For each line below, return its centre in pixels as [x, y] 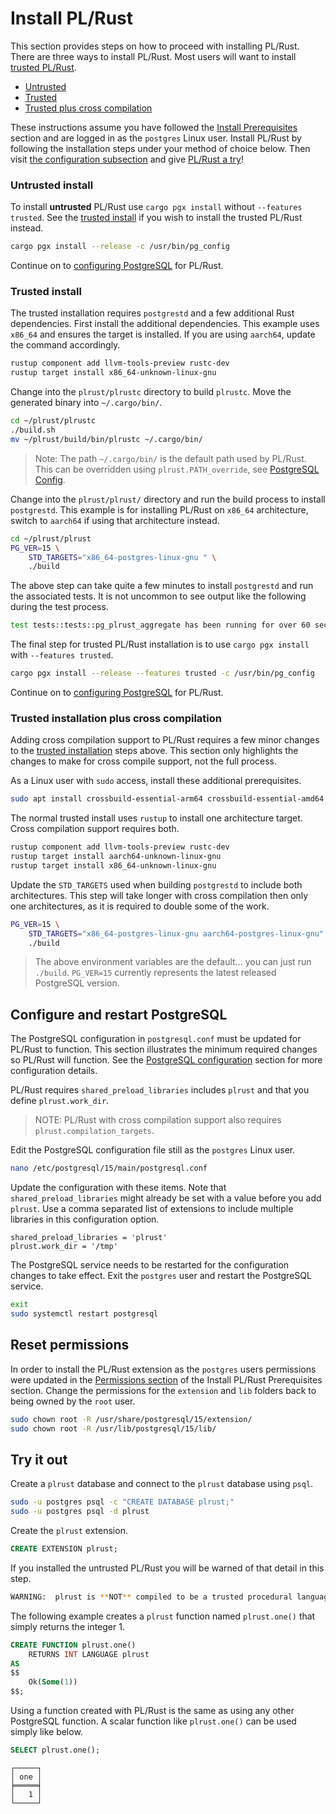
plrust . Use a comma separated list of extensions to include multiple [152, 1209]
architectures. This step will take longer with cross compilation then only [159, 895]
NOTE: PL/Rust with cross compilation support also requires [158, 1120]
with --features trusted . [62, 655]
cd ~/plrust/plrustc [53, 421]
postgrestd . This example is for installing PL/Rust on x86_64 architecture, [159, 509]
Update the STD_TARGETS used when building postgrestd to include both [156, 884]
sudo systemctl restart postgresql [84, 1314]
